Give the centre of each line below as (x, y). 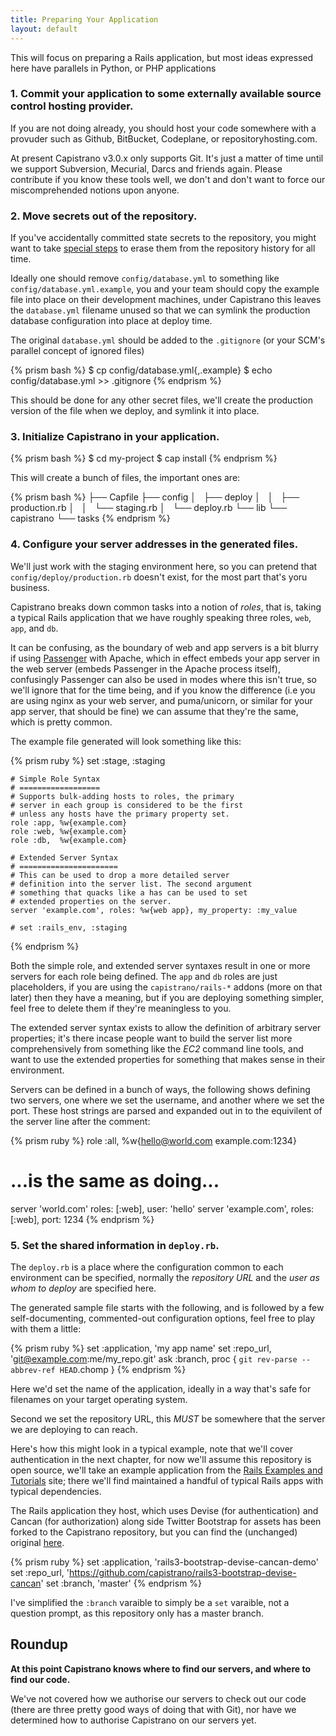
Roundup (39, 1644)
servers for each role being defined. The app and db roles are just (144, 976)
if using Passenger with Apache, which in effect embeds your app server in (165, 658)
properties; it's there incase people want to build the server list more (151, 1038)
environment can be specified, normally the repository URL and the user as (165, 1277)
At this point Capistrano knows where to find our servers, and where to (161, 1668)
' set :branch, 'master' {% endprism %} (121, 1583)
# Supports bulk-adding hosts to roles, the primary (122, 796)
